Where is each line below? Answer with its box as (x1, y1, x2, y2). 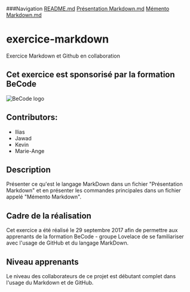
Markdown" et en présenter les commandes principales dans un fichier (6, 187, 181, 194)
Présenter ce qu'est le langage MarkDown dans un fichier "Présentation (6, 180, 183, 188)
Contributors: (6, 112, 58, 122)
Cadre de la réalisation (6, 210, 91, 221)
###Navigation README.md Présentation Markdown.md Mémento (6, 5, 170, 12)
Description (6, 164, 51, 174)
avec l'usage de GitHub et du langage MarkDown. (6, 239, 129, 246)
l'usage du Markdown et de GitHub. (6, 279, 94, 286)
